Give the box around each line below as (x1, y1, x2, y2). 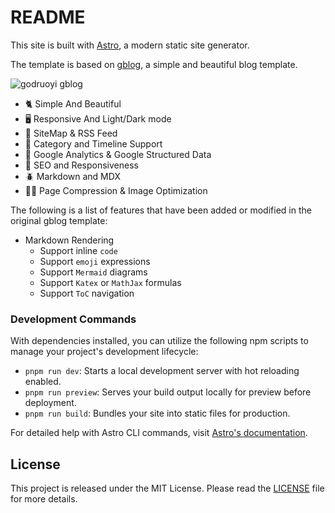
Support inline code (39, 244, 118, 256)
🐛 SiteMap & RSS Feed (24, 127, 118, 139)
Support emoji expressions (39, 255, 151, 267)
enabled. (24, 376, 62, 388)
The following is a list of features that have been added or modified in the (10, 204, 312, 216)
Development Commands (10, 312, 137, 326)
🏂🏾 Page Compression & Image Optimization (24, 184, 208, 196)
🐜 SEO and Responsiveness (24, 159, 139, 171)
